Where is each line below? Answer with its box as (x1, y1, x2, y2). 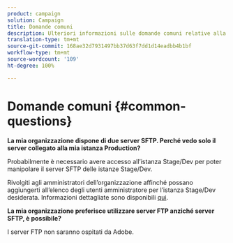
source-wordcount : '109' (7, 56, 80, 63)
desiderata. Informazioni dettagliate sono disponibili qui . (7, 193, 169, 201)
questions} (7, 113, 73, 129)
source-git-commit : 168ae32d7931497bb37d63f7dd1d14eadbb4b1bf (7, 43, 192, 50)
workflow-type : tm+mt (7, 50, 70, 57)
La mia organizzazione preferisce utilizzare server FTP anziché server (7, 207, 215, 215)
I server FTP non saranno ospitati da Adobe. (7, 228, 134, 236)
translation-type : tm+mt (7, 36, 80, 43)
